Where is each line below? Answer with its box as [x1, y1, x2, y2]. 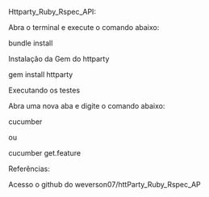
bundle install [8, 38, 53, 48]
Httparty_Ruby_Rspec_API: [8, 7, 97, 16]
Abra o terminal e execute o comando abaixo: [8, 23, 160, 32]
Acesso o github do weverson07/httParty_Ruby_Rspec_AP [8, 180, 202, 189]
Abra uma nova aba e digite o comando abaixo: [8, 101, 165, 110]
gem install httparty [8, 70, 73, 79]
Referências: [8, 164, 51, 173]
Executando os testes [8, 85, 81, 95]
